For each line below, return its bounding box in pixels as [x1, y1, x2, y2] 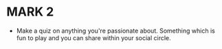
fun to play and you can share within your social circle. [16, 33, 171, 42]
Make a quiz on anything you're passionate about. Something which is [16, 27, 216, 35]
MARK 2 [6, 4, 54, 20]
